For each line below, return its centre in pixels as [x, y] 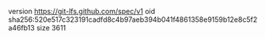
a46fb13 [22, 28]
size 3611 [51, 28]
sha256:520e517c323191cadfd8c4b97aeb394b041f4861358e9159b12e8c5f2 [133, 19]
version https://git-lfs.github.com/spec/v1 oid [82, 11]
